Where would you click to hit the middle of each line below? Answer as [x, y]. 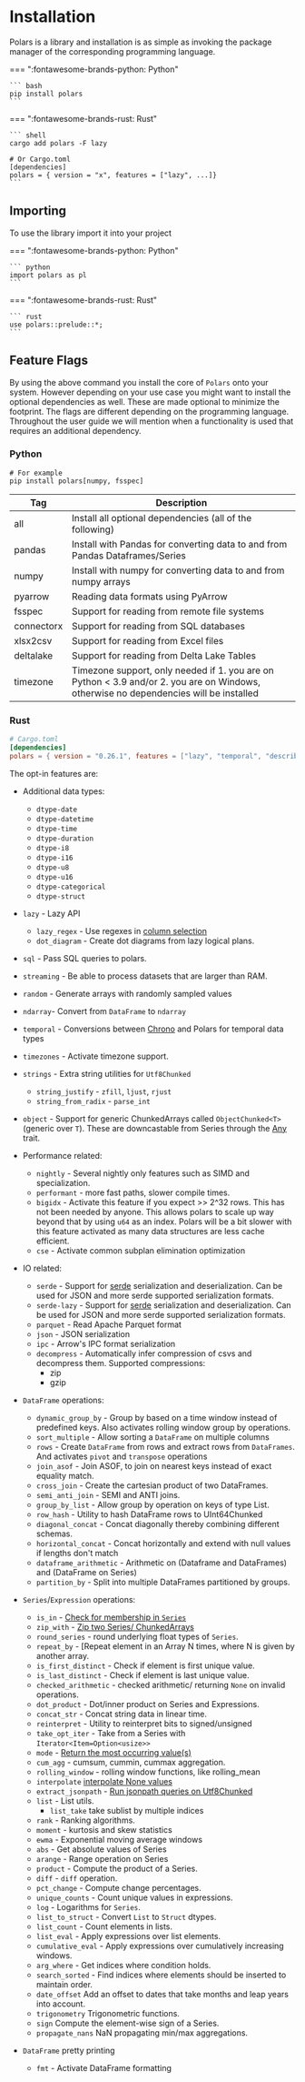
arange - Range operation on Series [102, 1858]
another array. [62, 1655]
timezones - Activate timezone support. [96, 1056]
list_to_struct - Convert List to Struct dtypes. [126, 1916]
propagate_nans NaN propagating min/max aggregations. [142, 2032]
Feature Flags [49, 361]
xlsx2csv [33, 640]
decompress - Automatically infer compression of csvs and [144, 1353]
